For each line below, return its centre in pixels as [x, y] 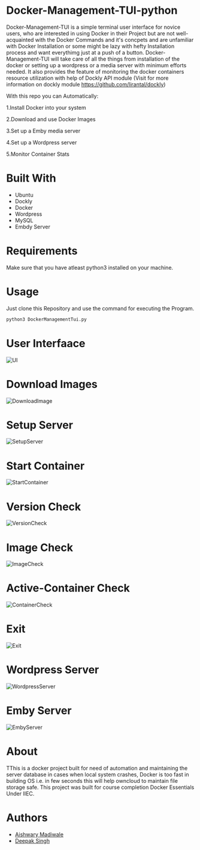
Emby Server [39, 711]
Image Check [40, 548]
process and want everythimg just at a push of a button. [75, 52]
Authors [27, 818]
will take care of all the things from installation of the [115, 59]
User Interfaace [46, 343]
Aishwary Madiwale [39, 834]
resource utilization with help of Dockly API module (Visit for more [87, 78]
